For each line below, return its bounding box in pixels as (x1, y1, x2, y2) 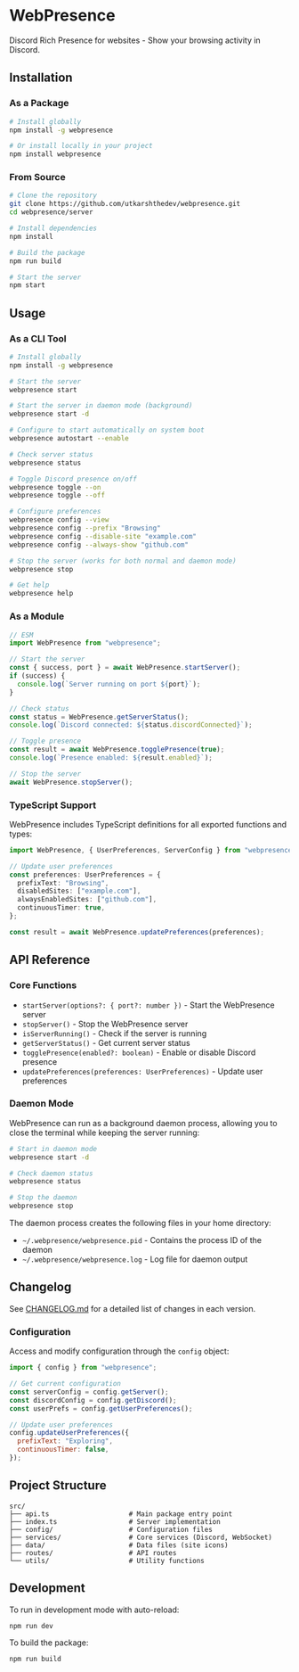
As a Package (9, 97, 69, 110)
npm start (9, 281, 46, 290)
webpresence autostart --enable (9, 434, 129, 443)
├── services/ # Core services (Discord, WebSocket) (9, 1533, 273, 1542)
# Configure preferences (9, 507, 101, 516)
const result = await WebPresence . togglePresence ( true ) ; (9, 745, 225, 754)
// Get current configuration (9, 1380, 122, 1388)
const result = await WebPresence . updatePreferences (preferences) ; (9, 927, 265, 936)
